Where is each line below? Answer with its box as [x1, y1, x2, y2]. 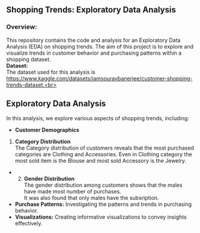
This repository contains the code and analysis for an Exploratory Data [6, 36, 181, 44]
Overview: [6, 23, 37, 31]
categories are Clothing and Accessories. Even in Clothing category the [14, 150, 192, 158]
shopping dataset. [6, 55, 51, 62]
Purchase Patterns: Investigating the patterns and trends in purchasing [14, 201, 192, 208]
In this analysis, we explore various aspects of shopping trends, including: [6, 114, 189, 122]
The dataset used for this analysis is [6, 68, 95, 76]
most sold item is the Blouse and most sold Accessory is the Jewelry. [14, 157, 186, 164]
